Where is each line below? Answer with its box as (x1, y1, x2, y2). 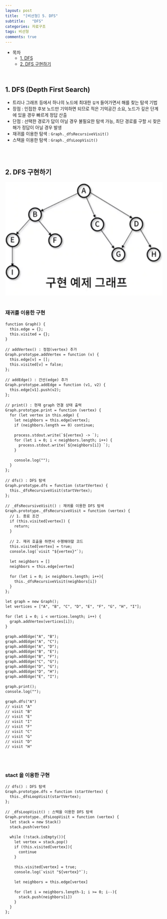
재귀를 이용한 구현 (5, 309, 46, 316)
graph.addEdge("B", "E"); (5, 649, 59, 654)
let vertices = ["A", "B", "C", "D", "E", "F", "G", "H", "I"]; (5, 604, 142, 609)
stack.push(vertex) (9, 824, 50, 830)
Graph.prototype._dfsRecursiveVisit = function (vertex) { (5, 508, 131, 513)
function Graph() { (5, 322, 46, 327)
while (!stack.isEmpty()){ (9, 834, 66, 840)
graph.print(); (5, 684, 37, 689)
